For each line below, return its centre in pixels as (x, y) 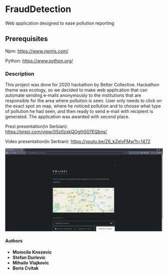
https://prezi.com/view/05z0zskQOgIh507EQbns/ (56, 132)
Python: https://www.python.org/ (39, 61)
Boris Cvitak (25, 268)
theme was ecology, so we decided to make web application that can (76, 90)
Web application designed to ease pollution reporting (60, 23)
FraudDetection (38, 9)
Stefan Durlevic (29, 257)
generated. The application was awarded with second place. (67, 117)
